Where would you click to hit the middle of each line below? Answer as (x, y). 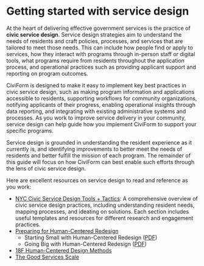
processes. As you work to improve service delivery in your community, (96, 118)
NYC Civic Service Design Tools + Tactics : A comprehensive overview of (106, 198)
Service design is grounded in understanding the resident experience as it (99, 142)
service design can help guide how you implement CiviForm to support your (101, 124)
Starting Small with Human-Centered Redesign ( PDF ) (91, 237)
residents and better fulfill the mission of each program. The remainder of (98, 155)
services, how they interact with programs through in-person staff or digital (101, 54)
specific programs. (30, 131)
